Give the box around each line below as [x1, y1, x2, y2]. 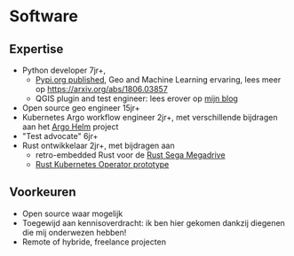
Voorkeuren [9, 184, 76, 200]
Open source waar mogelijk [21, 208, 123, 219]
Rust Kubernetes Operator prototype [35, 159, 170, 169]
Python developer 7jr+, [21, 65, 107, 75]
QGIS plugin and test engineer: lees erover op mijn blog [35, 93, 238, 104]
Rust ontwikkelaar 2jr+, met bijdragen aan [21, 140, 175, 151]
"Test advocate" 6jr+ [21, 131, 99, 141]
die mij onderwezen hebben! [21, 227, 127, 237]
